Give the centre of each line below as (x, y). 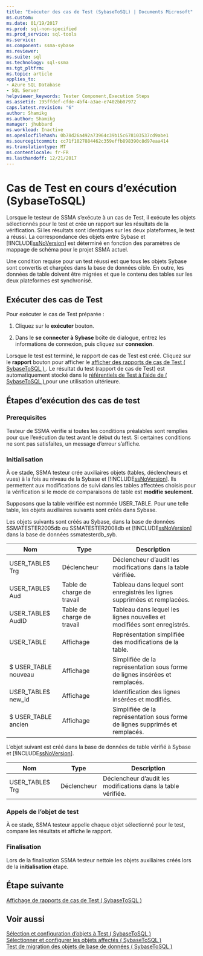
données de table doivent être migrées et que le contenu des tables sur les (99, 274)
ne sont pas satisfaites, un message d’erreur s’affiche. (73, 444)
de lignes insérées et (142, 675)
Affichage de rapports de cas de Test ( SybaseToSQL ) (74, 900)
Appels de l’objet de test (43, 812)
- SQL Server (23, 91)
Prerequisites (26, 418)
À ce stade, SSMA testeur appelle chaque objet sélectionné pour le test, (96, 825)
